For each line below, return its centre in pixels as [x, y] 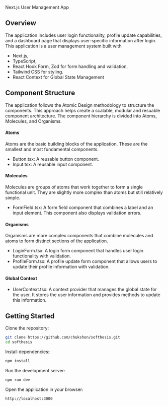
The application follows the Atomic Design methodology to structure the [80, 105]
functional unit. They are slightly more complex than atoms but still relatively [84, 192]
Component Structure [40, 93]
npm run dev [18, 380]
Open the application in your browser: [45, 389]
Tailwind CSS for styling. [38, 72]
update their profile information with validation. [61, 267]
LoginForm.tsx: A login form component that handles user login [78, 251]
